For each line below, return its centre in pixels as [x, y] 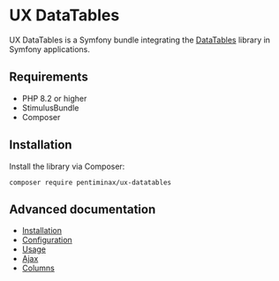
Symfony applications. [49, 49]
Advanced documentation [83, 209]
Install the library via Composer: [67, 166]
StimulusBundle [50, 108]
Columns [38, 268]
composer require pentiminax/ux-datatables [90, 182]
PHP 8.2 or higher [54, 98]
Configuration [47, 240]
